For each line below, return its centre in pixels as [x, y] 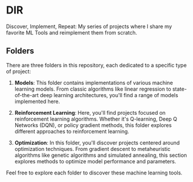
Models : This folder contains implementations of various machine [94, 83]
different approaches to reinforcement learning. [72, 131]
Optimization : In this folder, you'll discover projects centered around [97, 142]
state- [180, 89]
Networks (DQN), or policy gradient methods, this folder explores [93, 125]
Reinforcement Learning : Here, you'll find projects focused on [90, 112]
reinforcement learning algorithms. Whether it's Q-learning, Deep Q [96, 119]
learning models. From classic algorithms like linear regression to [93, 89]
